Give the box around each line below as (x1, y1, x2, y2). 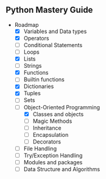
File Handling (23, 145, 57, 152)
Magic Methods (32, 117, 72, 125)
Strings (23, 62, 42, 70)
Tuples (23, 90, 41, 97)
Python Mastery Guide (5, 5, 93, 15)
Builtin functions (23, 76, 65, 83)
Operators (23, 34, 49, 42)
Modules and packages (23, 159, 83, 166)
